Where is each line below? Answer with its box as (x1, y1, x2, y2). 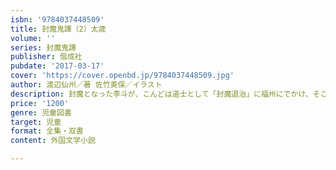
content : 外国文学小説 (10, 136, 96, 146)
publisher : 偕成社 (10, 52, 83, 62)
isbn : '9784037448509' (10, 14, 105, 25)
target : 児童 (10, 117, 62, 127)
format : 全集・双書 (10, 126, 84, 136)
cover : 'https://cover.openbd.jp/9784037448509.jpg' (10, 71, 235, 81)
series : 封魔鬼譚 (10, 42, 77, 53)
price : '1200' (10, 98, 70, 108)
